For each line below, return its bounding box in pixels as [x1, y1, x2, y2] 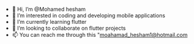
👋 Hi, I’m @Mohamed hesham [11, 6, 86, 12]
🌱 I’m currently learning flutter [11, 18, 87, 25]
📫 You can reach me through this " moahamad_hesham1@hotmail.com [11, 32, 188, 38]
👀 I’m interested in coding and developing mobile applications [11, 12, 166, 19]
